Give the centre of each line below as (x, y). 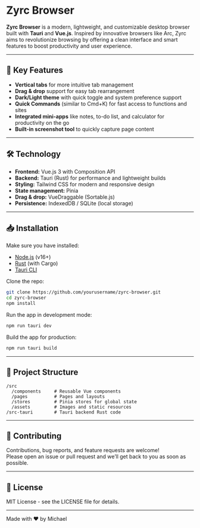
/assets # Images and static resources (72, 407)
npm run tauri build (32, 348)
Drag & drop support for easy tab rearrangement (75, 91)
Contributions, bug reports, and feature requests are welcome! (83, 450)
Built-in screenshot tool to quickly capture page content (85, 129)
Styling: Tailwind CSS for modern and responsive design (85, 184)
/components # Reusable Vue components (66, 391)
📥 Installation (32, 228)
